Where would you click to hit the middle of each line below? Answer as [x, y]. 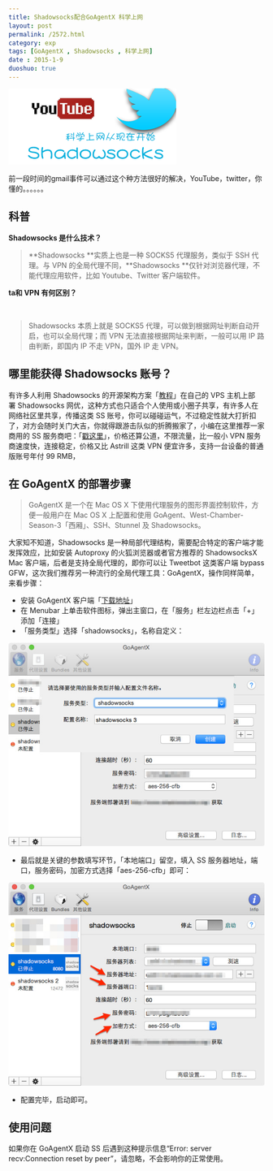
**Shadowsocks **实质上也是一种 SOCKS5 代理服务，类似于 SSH [139, 255]
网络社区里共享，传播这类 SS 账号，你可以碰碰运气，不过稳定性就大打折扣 [132, 415]
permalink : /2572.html [47, 34]
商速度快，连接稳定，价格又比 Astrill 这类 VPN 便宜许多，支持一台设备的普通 [136, 446]
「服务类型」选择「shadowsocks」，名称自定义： [102, 631]
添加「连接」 [41, 620]
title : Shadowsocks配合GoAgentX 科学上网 [76, 17]
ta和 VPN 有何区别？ [43, 292]
